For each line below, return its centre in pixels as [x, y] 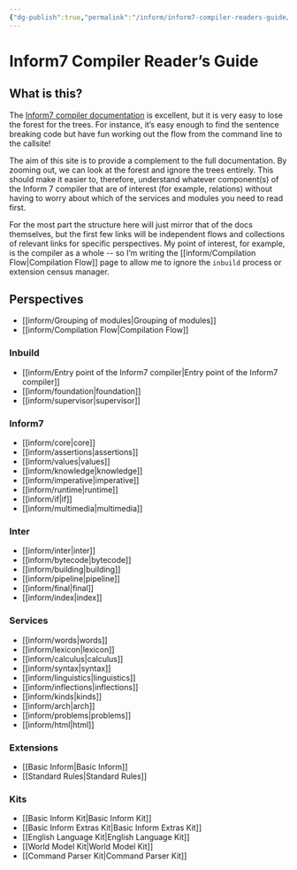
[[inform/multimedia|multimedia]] [82, 509]
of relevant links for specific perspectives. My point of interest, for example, [147, 243]
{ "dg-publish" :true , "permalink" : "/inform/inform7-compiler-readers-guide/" [152, 17]
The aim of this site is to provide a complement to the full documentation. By [148, 160]
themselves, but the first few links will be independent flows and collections [147, 234]
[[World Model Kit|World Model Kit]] [88, 847]
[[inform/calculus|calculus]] [72, 658]
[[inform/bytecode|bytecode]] [76, 560]
